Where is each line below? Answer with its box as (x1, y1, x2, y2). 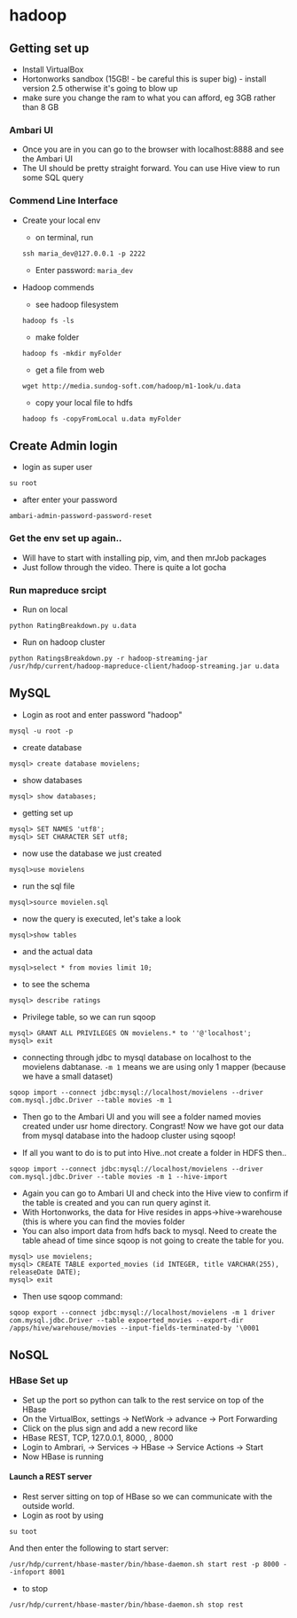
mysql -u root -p (9, 727, 74, 735)
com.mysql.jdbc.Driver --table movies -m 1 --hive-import (9, 1172, 228, 1181)
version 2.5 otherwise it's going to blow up (21, 83, 178, 93)
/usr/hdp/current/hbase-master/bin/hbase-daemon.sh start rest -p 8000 (9, 1559, 279, 1568)
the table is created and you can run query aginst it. (21, 1197, 211, 1207)
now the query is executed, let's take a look (21, 913, 182, 923)
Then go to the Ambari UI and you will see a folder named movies (21, 1111, 262, 1122)
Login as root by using (21, 1510, 104, 1520)
